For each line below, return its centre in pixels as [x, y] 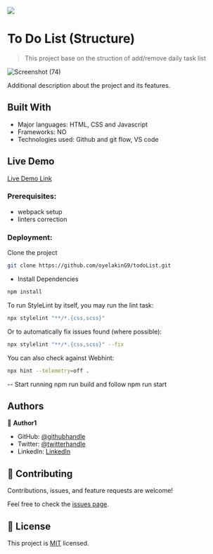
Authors [26, 406]
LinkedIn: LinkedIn [44, 451]
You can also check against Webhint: [61, 357]
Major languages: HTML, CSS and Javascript [83, 124]
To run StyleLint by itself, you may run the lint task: [80, 305]
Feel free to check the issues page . [58, 504]
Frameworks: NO [42, 132]
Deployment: [30, 237]
